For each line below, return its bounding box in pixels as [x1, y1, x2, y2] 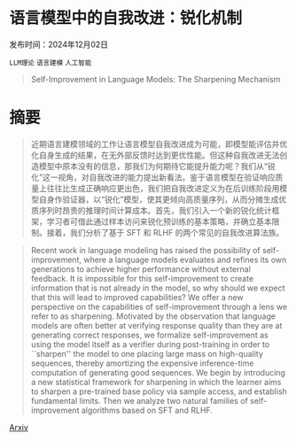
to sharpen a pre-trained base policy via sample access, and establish [30, 386, 288, 397]
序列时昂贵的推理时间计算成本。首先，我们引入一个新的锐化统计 [38, 205, 272, 215]
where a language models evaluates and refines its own [83, 254, 287, 265]
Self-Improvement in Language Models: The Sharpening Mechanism [30, 73, 281, 84]
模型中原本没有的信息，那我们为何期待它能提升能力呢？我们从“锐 [38, 160, 276, 171]
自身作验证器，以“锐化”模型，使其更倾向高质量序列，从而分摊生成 [38, 194, 279, 205]
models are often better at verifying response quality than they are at [30, 320, 283, 330]
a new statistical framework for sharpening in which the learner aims [30, 376, 282, 387]
